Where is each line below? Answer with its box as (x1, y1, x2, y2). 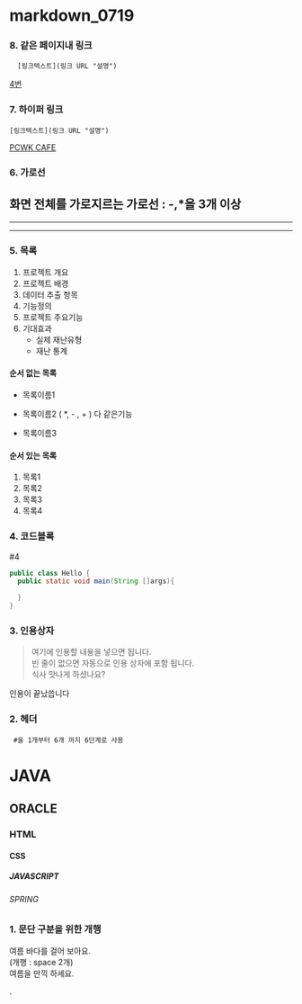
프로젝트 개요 (22, 266, 69, 277)
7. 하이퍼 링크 (9, 103, 64, 116)
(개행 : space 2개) (9, 956, 74, 967)
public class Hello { (9, 569, 91, 578)
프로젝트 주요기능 (22, 311, 84, 322)
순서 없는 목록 (9, 368, 57, 379)
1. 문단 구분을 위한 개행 (9, 923, 102, 936)
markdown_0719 (9, 5, 135, 26)
